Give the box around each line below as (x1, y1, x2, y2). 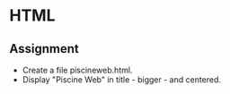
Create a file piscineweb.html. (22, 64, 133, 75)
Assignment (9, 41, 79, 56)
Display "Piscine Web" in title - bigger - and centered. (22, 74, 222, 85)
